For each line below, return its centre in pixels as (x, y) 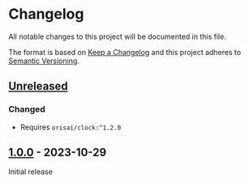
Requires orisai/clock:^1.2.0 (71, 127)
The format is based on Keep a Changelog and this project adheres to (125, 52)
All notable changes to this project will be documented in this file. (118, 36)
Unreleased (39, 86)
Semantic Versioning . (44, 61)
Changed (27, 109)
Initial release (30, 172)
